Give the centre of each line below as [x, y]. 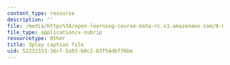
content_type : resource [41, 13]
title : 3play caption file [46, 45]
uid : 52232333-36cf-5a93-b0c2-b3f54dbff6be [70, 51]
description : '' [30, 20]
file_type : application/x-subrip [55, 32]
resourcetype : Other [37, 39]
